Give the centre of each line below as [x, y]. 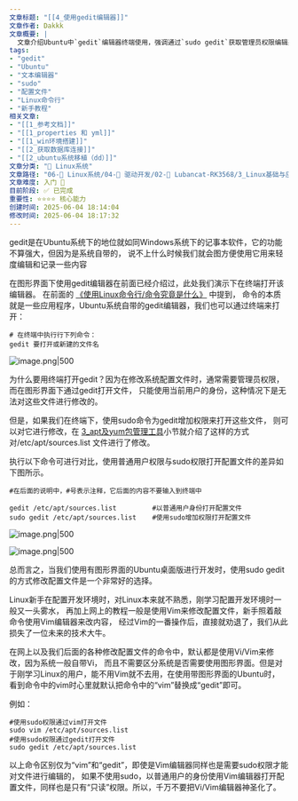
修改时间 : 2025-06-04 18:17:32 [64, 215]
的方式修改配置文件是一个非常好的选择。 [83, 580]
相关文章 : [24, 116]
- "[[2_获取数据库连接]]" [52, 149]
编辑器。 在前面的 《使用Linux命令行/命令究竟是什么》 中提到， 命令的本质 [145, 294]
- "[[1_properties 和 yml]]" [62, 133]
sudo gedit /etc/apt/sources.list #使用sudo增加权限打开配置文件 [130, 517]
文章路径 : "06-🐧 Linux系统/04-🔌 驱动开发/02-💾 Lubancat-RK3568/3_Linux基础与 [148, 174]
